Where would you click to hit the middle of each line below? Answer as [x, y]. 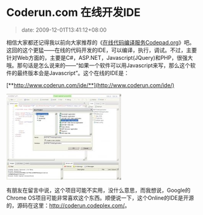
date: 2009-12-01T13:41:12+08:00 [64, 30]
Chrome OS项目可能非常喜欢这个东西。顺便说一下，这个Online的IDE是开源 [100, 198]
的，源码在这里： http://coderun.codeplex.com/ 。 [68, 205]
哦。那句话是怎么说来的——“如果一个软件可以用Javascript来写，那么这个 [98, 65]
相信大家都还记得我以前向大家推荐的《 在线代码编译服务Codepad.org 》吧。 [101, 42]
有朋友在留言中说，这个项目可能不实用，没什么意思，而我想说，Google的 [98, 190]
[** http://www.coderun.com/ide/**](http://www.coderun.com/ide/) [90, 85]
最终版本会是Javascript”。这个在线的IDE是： [73, 73]
